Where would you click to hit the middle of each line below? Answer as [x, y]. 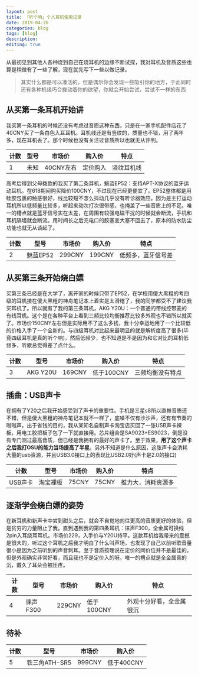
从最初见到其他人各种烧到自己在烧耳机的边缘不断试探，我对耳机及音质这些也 [99, 62]
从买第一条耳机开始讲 [45, 110]
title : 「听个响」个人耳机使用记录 [44, 17]
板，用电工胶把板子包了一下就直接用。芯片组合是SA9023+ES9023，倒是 [94, 433]
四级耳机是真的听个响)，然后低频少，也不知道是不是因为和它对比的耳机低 [100, 337]
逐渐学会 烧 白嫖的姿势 [45, 505]
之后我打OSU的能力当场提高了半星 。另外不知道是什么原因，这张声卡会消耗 [97, 447]
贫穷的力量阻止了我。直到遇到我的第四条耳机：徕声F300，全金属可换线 [98, 528]
